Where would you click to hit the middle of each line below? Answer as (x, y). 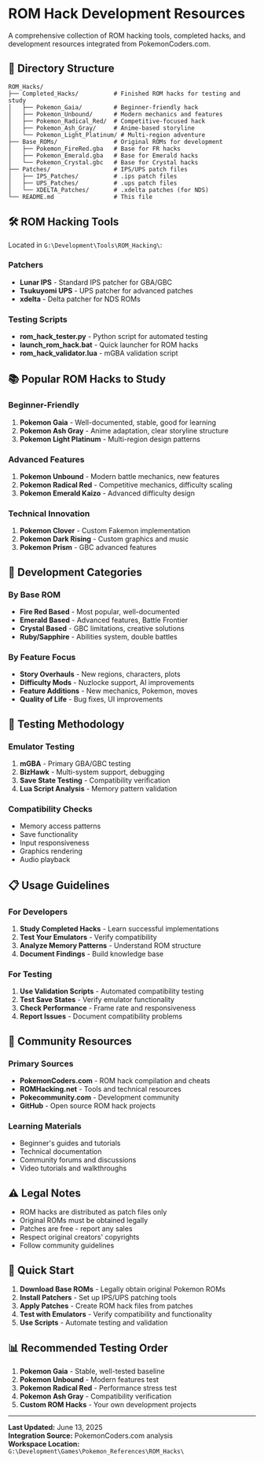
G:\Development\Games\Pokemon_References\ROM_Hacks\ (96, 1451)
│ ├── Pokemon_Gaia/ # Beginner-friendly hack (103, 107)
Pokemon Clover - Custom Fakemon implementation (105, 531)
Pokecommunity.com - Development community (99, 1097)
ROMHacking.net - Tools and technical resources (101, 1089)
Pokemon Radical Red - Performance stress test (98, 1387)
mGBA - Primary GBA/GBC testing (75, 764)
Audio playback (45, 860)
